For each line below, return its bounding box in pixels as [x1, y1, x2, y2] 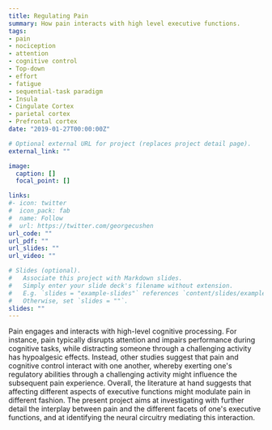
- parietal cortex [8, 110, 70, 118]
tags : [8, 27, 27, 35]
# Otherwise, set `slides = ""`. [8, 297, 129, 305]
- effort [8, 72, 38, 80]
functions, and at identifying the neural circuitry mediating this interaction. [8, 413, 256, 423]
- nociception [8, 42, 57, 50]
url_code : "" [8, 229, 53, 238]
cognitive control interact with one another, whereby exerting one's [8, 361, 232, 371]
